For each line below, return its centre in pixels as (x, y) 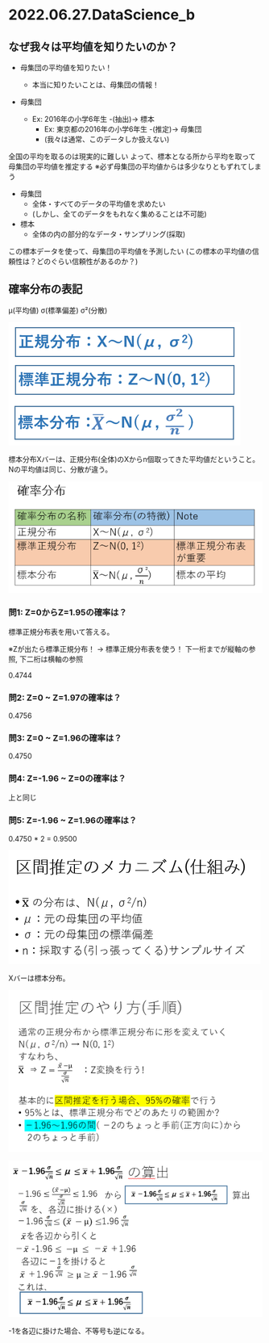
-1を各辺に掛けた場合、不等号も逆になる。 (79, 1331)
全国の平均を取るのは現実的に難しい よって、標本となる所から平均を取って (132, 156)
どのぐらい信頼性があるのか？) (87, 261)
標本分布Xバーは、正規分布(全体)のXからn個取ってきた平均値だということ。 (134, 459)
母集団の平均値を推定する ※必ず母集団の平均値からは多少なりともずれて (128, 166)
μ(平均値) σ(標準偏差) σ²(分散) (58, 310)
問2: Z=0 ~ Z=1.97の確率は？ (65, 698)
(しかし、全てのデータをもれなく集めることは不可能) (119, 214)
